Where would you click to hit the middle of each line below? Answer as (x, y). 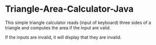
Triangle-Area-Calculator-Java (69, 9)
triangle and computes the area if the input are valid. (58, 27)
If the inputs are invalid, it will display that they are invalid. (63, 37)
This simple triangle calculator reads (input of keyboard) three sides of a (78, 22)
